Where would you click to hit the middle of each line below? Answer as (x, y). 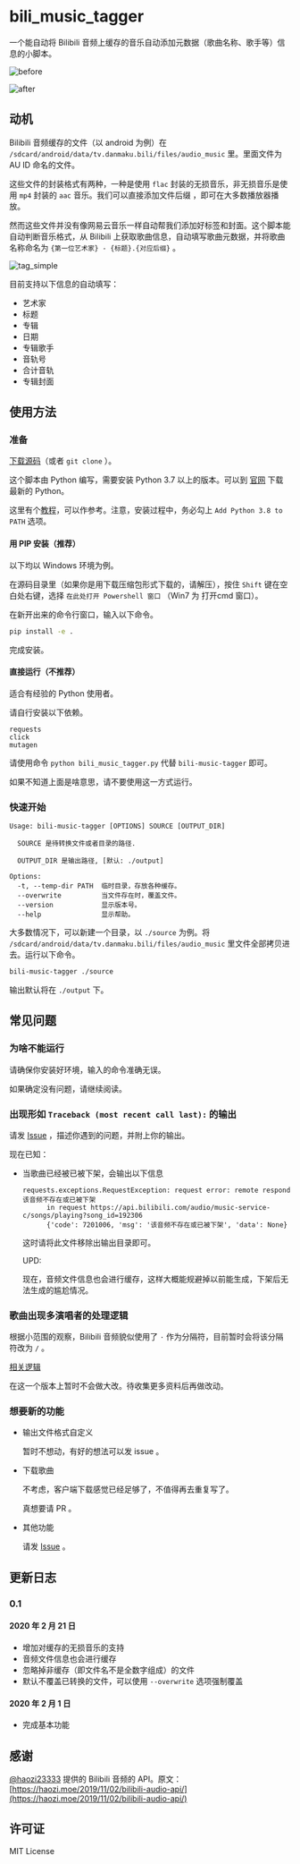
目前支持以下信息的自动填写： (64, 284)
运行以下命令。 (52, 955)
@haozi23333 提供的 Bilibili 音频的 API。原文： (96, 1779)
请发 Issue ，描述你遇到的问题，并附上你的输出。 (100, 1135)
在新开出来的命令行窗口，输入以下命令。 (83, 614)
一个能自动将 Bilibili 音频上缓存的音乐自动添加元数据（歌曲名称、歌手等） (143, 42)
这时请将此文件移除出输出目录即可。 (89, 1242)
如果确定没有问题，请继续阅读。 (68, 1088)
